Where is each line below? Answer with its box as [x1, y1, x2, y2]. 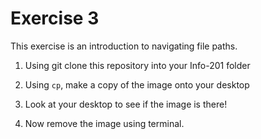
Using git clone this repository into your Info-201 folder [24, 59, 251, 71]
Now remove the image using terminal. [24, 117, 185, 129]
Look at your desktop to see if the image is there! [24, 98, 228, 110]
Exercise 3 [10, 7, 100, 30]
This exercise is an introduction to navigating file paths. [10, 40, 238, 52]
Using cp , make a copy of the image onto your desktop [24, 78, 250, 91]
